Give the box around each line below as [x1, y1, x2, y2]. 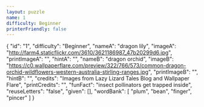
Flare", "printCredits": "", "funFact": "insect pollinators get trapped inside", [6, 81, 192, 89]
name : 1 [6, 15, 26, 21]
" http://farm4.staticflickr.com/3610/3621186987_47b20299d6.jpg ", [6, 49, 172, 57]
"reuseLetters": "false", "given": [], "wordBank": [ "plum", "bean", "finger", [6, 88, 192, 95]
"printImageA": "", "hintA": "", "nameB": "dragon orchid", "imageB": [6, 55, 174, 63]
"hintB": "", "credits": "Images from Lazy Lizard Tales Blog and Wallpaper [6, 75, 190, 82]
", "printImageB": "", [148, 68, 199, 76]
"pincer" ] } [6, 94, 35, 102]
